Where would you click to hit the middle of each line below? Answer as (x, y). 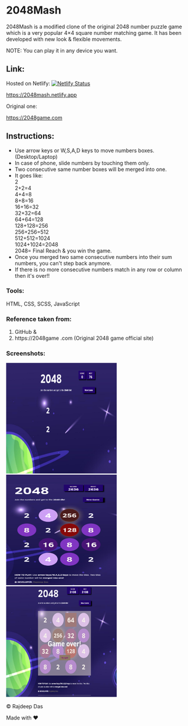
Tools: (15, 291)
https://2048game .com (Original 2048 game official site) (84, 338)
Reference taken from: (39, 319)
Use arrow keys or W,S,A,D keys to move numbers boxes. (84, 150)
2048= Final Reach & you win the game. (63, 251)
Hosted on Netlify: (28, 83)
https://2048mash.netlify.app (42, 94)
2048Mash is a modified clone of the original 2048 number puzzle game (94, 27)
